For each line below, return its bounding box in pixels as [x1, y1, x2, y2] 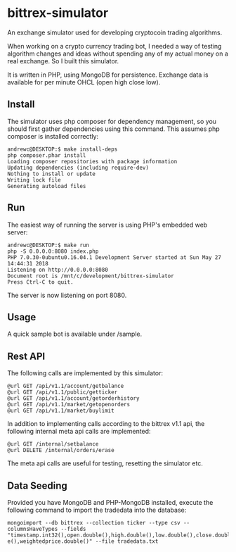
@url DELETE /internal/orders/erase [7, 447, 114, 454]
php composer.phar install [7, 151, 86, 159]
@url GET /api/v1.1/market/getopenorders [7, 401, 131, 408]
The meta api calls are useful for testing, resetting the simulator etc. [7, 459, 204, 468]
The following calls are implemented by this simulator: [7, 369, 164, 377]
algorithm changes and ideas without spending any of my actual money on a [7, 49, 228, 58]
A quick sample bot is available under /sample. [7, 330, 143, 339]
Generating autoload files [7, 182, 86, 189]
